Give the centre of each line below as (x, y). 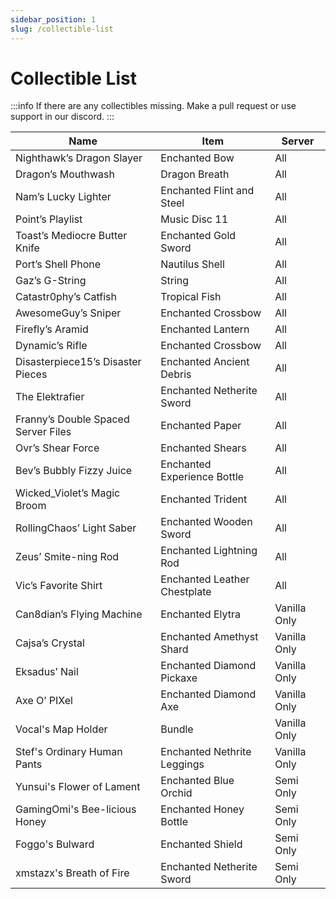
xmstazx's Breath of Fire (72, 873)
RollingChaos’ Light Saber (76, 528)
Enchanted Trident (204, 499)
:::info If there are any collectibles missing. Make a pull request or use (153, 106)
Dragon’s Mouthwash (65, 174)
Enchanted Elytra (200, 614)
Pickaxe (179, 678)
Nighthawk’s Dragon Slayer (79, 158)
